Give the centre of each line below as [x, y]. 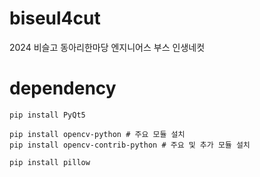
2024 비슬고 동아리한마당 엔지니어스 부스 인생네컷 [107, 47]
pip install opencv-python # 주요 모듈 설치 [97, 134]
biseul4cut [55, 18]
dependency [63, 88]
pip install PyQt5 [47, 115]
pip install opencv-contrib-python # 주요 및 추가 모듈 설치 [130, 145]
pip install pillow [50, 162]
